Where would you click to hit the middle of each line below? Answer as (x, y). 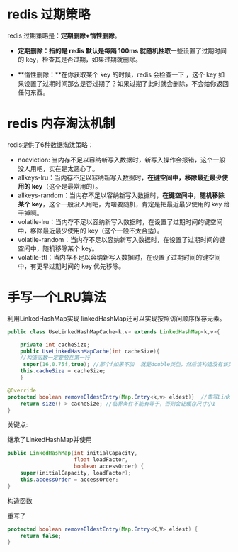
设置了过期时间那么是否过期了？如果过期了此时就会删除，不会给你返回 (126, 83)
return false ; (41, 536)
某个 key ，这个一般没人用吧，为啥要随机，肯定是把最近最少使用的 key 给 (124, 204)
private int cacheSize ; (55, 345)
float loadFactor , (101, 460)
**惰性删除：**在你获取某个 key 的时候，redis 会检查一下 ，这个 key (117, 74)
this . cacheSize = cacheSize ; (63, 371)
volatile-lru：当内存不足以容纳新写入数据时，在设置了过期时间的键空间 (120, 221)
